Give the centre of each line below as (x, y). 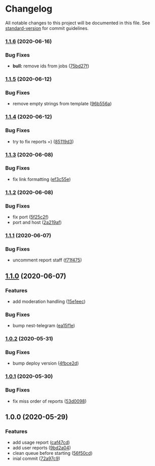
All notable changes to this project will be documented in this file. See (78, 23)
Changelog (29, 9)
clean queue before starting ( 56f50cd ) (53, 453)
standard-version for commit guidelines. (47, 28)
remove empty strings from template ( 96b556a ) (62, 104)
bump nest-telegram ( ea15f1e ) (44, 326)
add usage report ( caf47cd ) (41, 442)
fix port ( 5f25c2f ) (31, 217)
